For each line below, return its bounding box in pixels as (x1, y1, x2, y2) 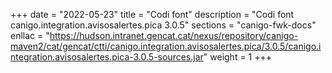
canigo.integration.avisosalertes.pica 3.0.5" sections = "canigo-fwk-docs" (10, 19, 317, 31)
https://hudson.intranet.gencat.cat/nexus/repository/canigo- (49, 30, 299, 41)
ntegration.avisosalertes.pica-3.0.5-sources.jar (10, 51, 204, 63)
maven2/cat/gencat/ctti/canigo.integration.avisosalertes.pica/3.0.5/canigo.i (10, 40, 322, 52)
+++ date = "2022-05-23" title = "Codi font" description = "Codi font (10, 9, 295, 20)
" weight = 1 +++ (203, 51, 273, 63)
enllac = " (10, 30, 50, 41)
